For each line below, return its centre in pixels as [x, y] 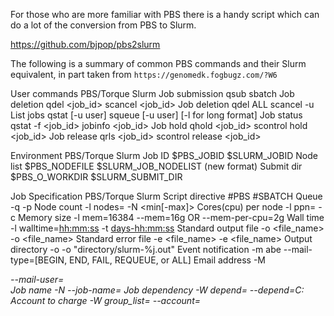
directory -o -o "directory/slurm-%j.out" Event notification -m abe [146, 249]
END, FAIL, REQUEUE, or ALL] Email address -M [168, 260]
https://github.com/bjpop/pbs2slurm [85, 44]
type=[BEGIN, [39, 260]
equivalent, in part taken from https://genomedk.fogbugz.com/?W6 [144, 74]
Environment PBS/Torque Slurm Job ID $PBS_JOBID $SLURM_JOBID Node [164, 155]
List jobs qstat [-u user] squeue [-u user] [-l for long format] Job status [156, 115]
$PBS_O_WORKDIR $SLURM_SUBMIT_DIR [96, 177]
